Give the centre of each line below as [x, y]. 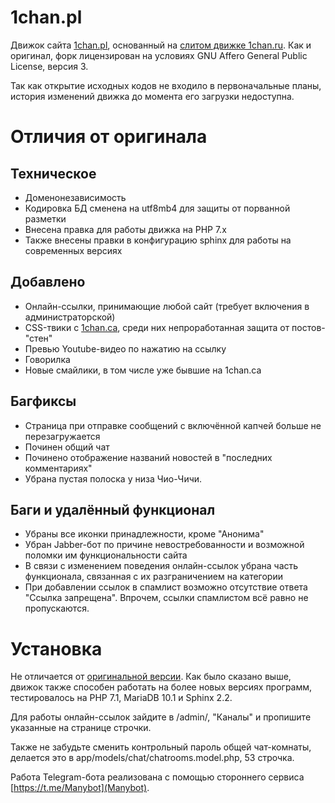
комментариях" [58, 468]
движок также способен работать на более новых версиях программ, [161, 687]
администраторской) [70, 317]
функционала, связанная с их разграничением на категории [153, 577]
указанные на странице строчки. [81, 728]
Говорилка [47, 359]
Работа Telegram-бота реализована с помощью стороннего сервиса [157, 777]
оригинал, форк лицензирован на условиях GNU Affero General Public [159, 55]
